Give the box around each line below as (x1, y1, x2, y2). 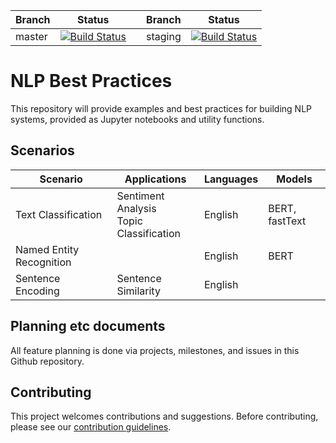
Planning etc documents (10, 318, 166, 335)
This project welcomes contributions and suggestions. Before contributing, (10, 410, 319, 423)
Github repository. (10, 355, 85, 367)
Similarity (116, 284, 161, 298)
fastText (268, 214, 307, 228)
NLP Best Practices (10, 70, 173, 93)
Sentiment (116, 189, 165, 203)
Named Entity (15, 242, 80, 256)
